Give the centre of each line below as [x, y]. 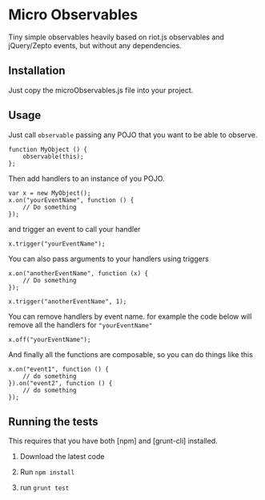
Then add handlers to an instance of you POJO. [87, 178]
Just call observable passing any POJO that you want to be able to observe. [133, 135]
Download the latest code [62, 457]
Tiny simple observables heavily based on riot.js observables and [116, 37]
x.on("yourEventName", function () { [71, 200]
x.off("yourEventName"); [50, 339]
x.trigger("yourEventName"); [57, 244]
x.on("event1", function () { [59, 369]
